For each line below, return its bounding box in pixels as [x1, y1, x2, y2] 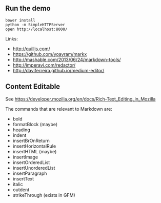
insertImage [12, 154, 38, 160]
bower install [5, 17, 36, 23]
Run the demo [5, 4, 51, 13]
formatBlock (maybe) [12, 121, 58, 127]
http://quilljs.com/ [12, 46, 50, 52]
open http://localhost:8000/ [5, 27, 68, 32]
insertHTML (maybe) [12, 148, 57, 154]
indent [12, 132, 27, 138]
